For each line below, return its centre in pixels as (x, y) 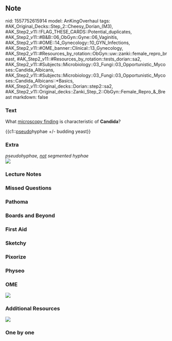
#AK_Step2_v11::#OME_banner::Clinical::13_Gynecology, (64, 48)
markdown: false (30, 97)
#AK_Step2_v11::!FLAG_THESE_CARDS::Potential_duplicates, (69, 32)
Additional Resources (33, 308)
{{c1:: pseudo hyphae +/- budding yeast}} (48, 132)
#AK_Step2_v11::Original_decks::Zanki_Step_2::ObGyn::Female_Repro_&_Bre (85, 91)
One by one (20, 333)
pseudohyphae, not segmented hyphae (47, 156)
